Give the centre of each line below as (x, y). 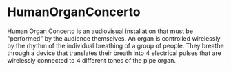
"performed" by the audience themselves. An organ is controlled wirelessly (114, 38)
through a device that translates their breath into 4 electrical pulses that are (114, 53)
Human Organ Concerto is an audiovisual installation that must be (100, 31)
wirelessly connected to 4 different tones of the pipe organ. (92, 60)
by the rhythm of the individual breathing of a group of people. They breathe (115, 45)
